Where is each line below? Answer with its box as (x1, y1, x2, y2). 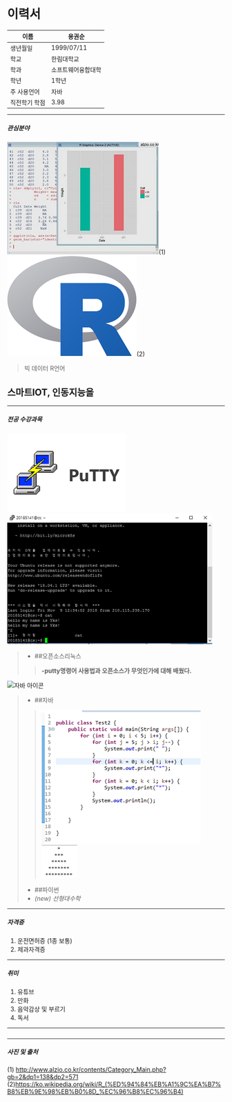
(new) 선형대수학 (34, 895, 81, 903)
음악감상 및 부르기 (17, 1005, 66, 1014)
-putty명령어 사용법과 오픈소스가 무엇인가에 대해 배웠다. (41, 666, 192, 675)
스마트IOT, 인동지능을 (7, 386, 95, 398)
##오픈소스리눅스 (34, 652, 81, 660)
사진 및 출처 (7, 1048, 39, 1056)
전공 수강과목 (7, 415, 43, 423)
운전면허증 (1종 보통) (17, 937, 72, 945)
